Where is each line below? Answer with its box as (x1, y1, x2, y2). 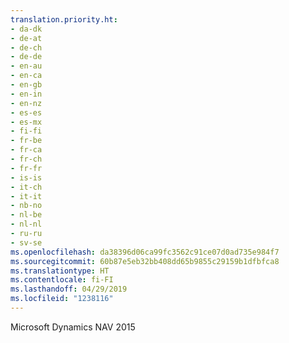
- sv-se (10, 237, 43, 248)
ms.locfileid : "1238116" (10, 294, 114, 304)
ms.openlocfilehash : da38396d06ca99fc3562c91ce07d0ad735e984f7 (10, 247, 280, 257)
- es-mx (10, 117, 43, 127)
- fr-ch (10, 154, 43, 164)
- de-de (10, 52, 43, 62)
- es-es (10, 107, 43, 118)
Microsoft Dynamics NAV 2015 (10, 321, 136, 333)
